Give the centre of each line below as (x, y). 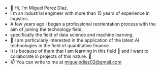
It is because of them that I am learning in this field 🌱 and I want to (79, 51)
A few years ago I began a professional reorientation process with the (83, 24)
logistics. (20, 19)
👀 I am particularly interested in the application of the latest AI (75, 40)
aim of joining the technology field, (46, 29)
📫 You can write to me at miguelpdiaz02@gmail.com (66, 62)
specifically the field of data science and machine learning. (72, 35)
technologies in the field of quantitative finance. (60, 45)
